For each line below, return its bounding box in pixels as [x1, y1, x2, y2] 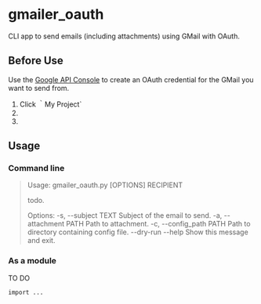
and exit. [27, 236, 56, 245]
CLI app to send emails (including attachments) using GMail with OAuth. [8, 31, 241, 41]
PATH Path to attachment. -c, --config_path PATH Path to [66, 219, 251, 229]
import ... [8, 288, 44, 296]
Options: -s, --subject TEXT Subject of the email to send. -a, [27, 211, 223, 220]
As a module [8, 255, 57, 266]
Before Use [8, 54, 64, 67]
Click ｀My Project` [19, 100, 82, 109]
